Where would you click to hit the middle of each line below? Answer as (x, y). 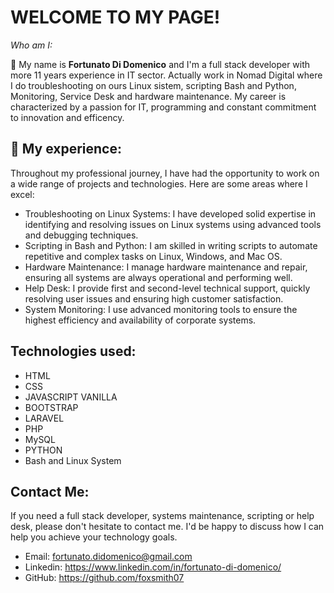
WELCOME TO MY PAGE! (115, 17)
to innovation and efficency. (67, 117)
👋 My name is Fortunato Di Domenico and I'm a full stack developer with (160, 64)
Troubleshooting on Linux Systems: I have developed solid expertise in (170, 213)
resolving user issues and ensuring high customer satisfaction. (154, 298)
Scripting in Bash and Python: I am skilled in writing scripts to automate (171, 245)
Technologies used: (73, 351)
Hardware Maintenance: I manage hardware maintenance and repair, (166, 267)
